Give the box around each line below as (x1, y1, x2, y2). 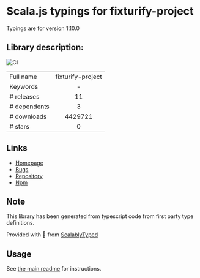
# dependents (9, 102, 50, 111)
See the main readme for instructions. (6, 265, 102, 272)
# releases (9, 92, 40, 100)
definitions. (6, 219, 35, 227)
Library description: (6, 42, 84, 53)
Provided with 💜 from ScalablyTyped (6, 231, 98, 238)
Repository (15, 172, 43, 179)
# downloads (9, 112, 47, 121)
